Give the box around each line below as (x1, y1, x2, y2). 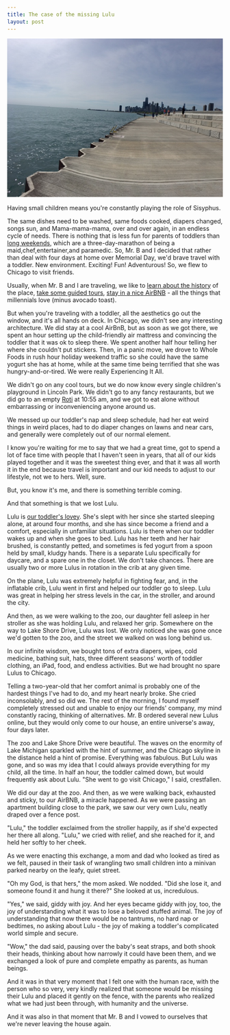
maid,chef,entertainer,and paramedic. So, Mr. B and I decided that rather (7, 246, 212, 254)
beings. (7, 964, 29, 972)
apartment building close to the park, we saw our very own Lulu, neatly (7, 803, 207, 811)
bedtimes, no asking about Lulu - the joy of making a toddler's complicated (7, 921, 219, 930)
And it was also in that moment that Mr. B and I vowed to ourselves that (7, 1012, 208, 1021)
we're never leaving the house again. (7, 1019, 112, 1027)
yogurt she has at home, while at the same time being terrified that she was (7, 360, 220, 368)
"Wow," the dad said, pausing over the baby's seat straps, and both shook (7, 942, 216, 950)
